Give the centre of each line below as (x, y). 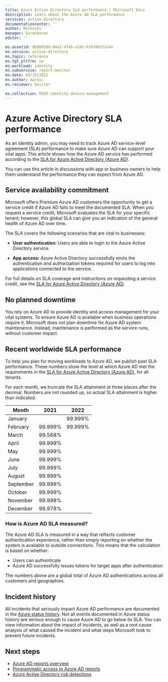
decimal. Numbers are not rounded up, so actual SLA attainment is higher (81, 392)
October (18, 492)
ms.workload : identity (29, 66)
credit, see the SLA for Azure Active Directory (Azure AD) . (65, 284)
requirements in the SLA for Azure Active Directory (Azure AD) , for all (77, 372)
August (16, 476)
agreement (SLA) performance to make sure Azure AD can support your (80, 148)
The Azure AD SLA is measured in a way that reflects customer (70, 535)
